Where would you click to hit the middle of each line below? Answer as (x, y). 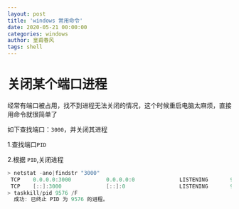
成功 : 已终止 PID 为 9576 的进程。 (61, 200)
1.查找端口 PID (27, 144)
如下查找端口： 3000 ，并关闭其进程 (58, 129)
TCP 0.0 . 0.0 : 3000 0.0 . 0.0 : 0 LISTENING (109, 179)
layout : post (27, 14)
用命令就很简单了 (32, 114)
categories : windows (38, 34)
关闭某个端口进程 (58, 84)
